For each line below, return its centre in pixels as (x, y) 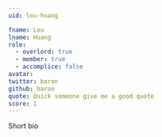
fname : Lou (26, 30)
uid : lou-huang (33, 15)
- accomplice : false (49, 67)
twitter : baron (33, 81)
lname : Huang (30, 37)
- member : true (40, 59)
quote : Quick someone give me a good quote (81, 96)
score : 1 (23, 104)
